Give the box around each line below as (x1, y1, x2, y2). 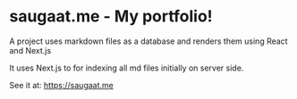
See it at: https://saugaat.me (9, 79, 114, 90)
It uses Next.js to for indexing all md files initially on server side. (9, 62, 244, 73)
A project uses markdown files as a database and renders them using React (9, 36, 288, 46)
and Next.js (9, 45, 52, 55)
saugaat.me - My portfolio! (9, 6, 213, 27)
